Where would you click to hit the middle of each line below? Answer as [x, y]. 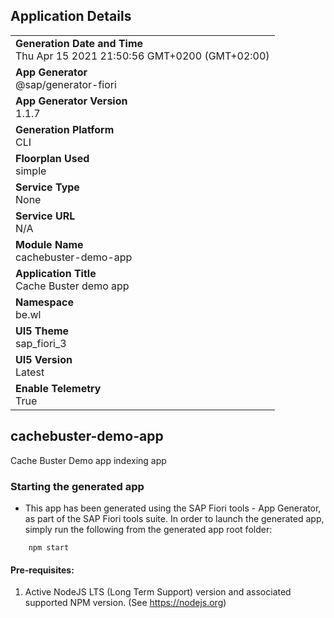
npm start [49, 547]
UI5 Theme [42, 331]
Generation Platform [65, 129]
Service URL [45, 216]
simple [31, 171]
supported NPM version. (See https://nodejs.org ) [125, 603]
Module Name [49, 244]
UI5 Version [44, 359]
